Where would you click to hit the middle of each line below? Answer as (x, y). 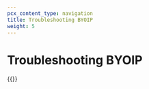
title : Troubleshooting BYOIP (50, 20)
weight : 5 (21, 26)
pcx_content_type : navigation (50, 13)
